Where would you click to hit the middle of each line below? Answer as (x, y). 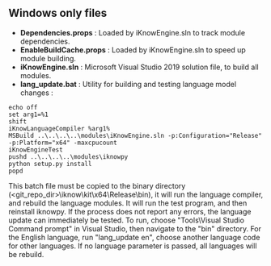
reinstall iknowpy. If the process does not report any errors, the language (130, 211)
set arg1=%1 (28, 114)
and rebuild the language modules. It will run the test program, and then (128, 203)
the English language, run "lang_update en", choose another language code (134, 237)
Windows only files (58, 13)
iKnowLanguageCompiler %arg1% (59, 128)
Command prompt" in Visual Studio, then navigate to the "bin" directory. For (135, 228)
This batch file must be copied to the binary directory (97, 185)
